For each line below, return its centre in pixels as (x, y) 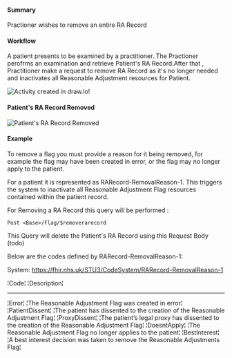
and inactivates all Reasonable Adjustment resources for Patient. (99, 78)
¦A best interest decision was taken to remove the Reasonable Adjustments (114, 339)
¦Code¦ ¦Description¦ (36, 283)
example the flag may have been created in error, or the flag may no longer (114, 161)
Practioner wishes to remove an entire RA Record (77, 25)
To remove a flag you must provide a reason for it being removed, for (105, 154)
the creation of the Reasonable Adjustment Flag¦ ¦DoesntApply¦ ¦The (104, 325)
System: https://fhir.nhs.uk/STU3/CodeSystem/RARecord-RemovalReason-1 (115, 270)
